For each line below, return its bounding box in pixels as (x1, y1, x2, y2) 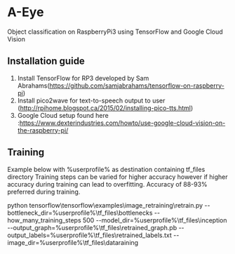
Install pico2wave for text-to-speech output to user (17, 96, 166, 105)
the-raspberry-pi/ (17, 126, 69, 134)
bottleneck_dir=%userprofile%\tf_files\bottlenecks (7, 208, 153, 217)
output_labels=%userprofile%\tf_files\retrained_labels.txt (7, 231, 172, 239)
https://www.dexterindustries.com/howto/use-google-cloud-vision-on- (19, 119, 226, 127)
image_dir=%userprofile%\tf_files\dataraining (7, 238, 139, 246)
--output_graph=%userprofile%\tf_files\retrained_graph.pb (7, 223, 177, 232)
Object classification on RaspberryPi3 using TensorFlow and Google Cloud (7, 27, 223, 36)
